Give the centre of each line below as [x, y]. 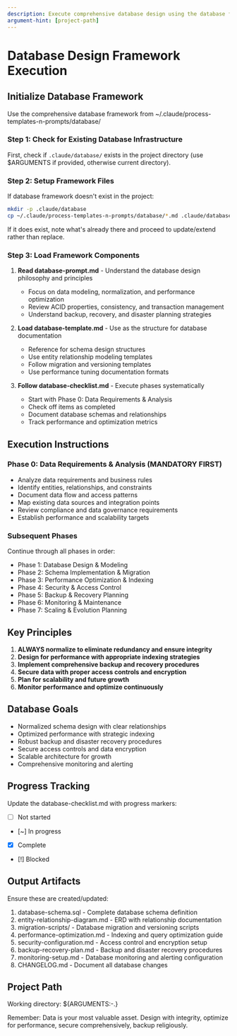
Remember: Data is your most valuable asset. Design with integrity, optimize [118, 1018]
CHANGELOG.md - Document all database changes [92, 964]
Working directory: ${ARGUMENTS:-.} [63, 1004]
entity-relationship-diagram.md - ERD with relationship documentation [120, 920]
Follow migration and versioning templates [90, 365]
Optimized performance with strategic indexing [86, 734]
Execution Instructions [58, 444]
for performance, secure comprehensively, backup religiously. [98, 1025]
